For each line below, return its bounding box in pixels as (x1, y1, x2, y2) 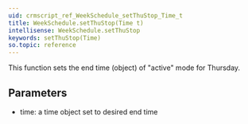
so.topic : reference (8, 41, 77, 49)
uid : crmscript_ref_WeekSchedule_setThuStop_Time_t (8, 11, 183, 20)
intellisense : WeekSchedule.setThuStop (8, 26, 141, 34)
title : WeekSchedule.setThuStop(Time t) (8, 19, 145, 27)
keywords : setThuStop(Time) (8, 33, 102, 42)
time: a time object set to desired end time (19, 107, 158, 116)
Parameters (8, 86, 68, 99)
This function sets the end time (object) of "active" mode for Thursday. (8, 63, 241, 72)
